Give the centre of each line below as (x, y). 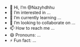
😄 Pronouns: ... (25, 35)
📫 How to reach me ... (32, 28)
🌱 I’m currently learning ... (35, 18)
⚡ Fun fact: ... (23, 40)
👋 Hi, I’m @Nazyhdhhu (32, 7)
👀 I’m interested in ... (30, 12)
